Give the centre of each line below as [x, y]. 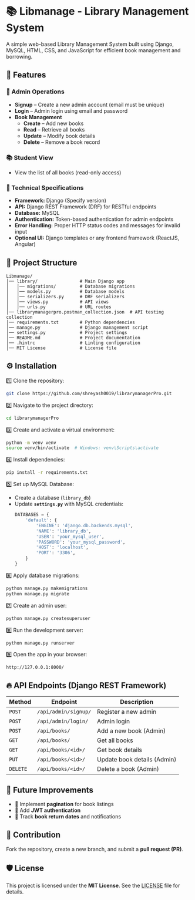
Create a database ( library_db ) [53, 498]
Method [20, 702]
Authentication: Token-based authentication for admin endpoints [94, 219]
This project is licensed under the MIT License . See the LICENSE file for [93, 885]
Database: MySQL [37, 213]
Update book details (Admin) [137, 760]
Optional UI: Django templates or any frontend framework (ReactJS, [97, 238]
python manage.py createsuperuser [48, 618]
